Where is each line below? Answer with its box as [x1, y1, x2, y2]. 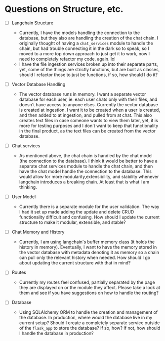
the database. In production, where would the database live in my [19, 315, 153, 321]
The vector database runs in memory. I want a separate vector [19, 91, 146, 97]
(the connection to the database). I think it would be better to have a [19, 158, 158, 164]
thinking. [19, 184, 38, 190]
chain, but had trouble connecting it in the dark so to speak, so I [19, 45, 149, 51]
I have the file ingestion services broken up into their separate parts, [19, 61, 159, 67]
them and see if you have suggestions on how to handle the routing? [19, 290, 159, 296]
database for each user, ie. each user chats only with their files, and [19, 96, 158, 102]
